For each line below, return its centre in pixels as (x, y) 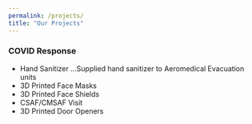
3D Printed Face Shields (60, 94)
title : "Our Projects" (46, 23)
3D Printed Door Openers (62, 111)
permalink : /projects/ (46, 16)
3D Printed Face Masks (58, 86)
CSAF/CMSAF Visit (51, 102)
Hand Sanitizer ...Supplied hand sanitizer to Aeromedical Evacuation (132, 68)
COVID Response (42, 51)
